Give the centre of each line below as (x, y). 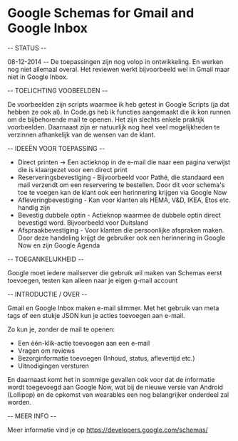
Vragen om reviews (46, 351)
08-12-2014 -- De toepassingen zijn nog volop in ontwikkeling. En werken (115, 61)
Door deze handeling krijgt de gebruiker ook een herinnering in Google (121, 238)
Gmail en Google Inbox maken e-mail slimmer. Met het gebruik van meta (113, 308)
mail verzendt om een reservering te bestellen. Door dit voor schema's (121, 185)
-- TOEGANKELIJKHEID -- (46, 259)
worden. (20, 402)
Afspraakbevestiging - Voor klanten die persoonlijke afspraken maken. (121, 230)
